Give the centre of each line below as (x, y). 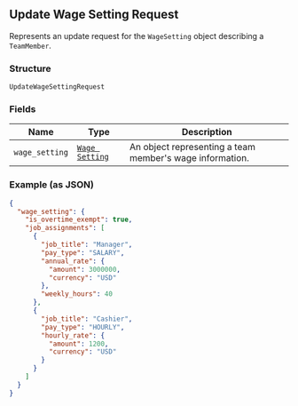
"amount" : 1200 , (78, 344)
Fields (23, 109)
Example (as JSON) (52, 185)
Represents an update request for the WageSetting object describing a (137, 36)
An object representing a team (192, 147)
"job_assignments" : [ (65, 228)
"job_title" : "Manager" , (87, 245)
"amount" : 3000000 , (85, 269)
